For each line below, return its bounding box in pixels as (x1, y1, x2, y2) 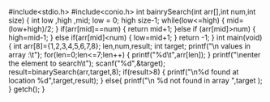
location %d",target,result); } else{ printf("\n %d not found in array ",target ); (8, 76, 264, 85)
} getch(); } (8, 84, 45, 94)
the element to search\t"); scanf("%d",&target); (8, 58, 166, 68)
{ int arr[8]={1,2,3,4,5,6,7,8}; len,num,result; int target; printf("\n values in (8, 41, 251, 51)
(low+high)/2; (8, 24, 54, 33)
